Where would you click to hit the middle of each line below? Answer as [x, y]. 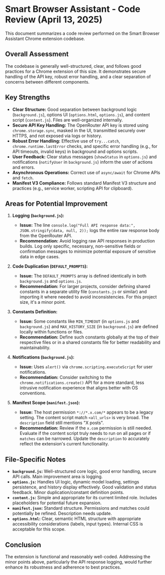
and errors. [24, 167]
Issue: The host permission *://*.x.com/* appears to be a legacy [86, 412]
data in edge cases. [40, 257]
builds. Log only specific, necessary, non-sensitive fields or [80, 246]
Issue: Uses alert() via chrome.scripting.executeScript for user [86, 367]
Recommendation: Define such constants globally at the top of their [89, 337]
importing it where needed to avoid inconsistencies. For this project [88, 297]
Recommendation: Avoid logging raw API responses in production [87, 241]
